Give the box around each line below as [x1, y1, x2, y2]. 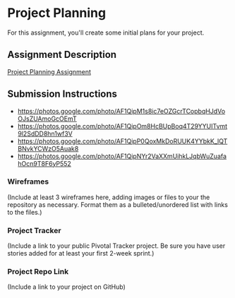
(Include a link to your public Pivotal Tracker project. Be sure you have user [7, 242, 226, 250]
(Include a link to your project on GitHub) [7, 282, 126, 291]
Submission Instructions [7, 88, 118, 100]
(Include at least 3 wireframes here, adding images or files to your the [7, 193, 210, 201]
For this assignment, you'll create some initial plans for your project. [7, 28, 205, 37]
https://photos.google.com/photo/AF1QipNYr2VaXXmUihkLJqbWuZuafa [17, 152, 227, 160]
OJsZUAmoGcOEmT [17, 114, 78, 123]
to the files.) [7, 208, 42, 216]
